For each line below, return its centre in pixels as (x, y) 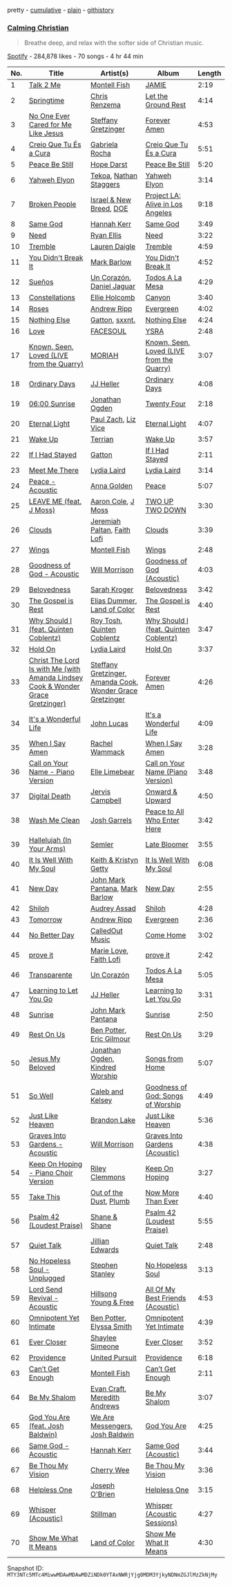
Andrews (105, 1406)
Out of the (107, 1193)
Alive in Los (164, 205)
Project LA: (163, 196)
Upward (158, 800)
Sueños (41, 282)
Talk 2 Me (45, 85)
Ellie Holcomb (113, 298)
